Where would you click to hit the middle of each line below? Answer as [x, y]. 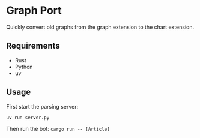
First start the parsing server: [42, 106]
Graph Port [34, 10]
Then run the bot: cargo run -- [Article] [58, 128]
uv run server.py [28, 118]
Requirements [33, 46]
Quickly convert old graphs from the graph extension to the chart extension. [100, 27]
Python [24, 67]
